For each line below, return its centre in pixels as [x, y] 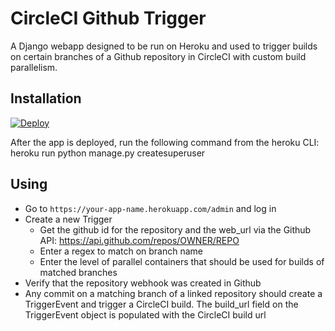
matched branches [78, 272]
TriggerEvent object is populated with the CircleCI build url [145, 314]
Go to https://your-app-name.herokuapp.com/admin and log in [150, 208]
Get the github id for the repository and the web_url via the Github [175, 229]
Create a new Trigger [68, 219]
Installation [46, 98]
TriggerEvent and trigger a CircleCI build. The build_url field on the [161, 304]
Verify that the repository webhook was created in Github [143, 283]
